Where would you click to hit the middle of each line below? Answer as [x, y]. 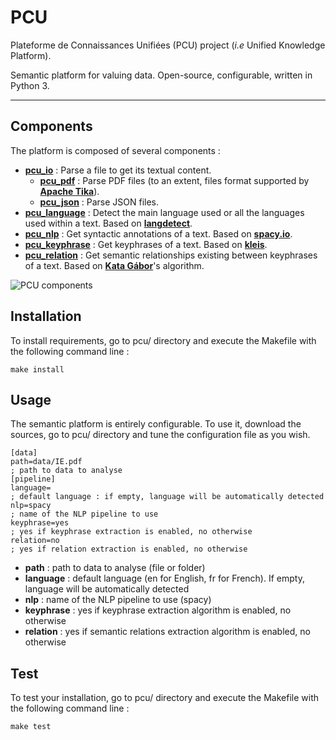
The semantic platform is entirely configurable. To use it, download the [156, 424]
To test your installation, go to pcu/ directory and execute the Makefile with [164, 698]
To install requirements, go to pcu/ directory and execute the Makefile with [163, 340]
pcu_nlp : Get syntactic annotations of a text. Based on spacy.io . [158, 233]
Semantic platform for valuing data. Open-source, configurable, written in [161, 75]
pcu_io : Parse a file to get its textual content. [118, 170]
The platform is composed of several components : [115, 150]
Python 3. [30, 85]
